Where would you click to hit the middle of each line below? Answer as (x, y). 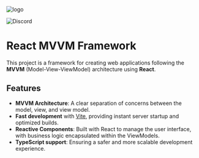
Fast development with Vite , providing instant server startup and (97, 116)
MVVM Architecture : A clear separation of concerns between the (98, 103)
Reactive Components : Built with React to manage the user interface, (103, 129)
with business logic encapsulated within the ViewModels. (88, 135)
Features (24, 88)
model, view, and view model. (53, 109)
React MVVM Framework (71, 46)
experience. (30, 148)
